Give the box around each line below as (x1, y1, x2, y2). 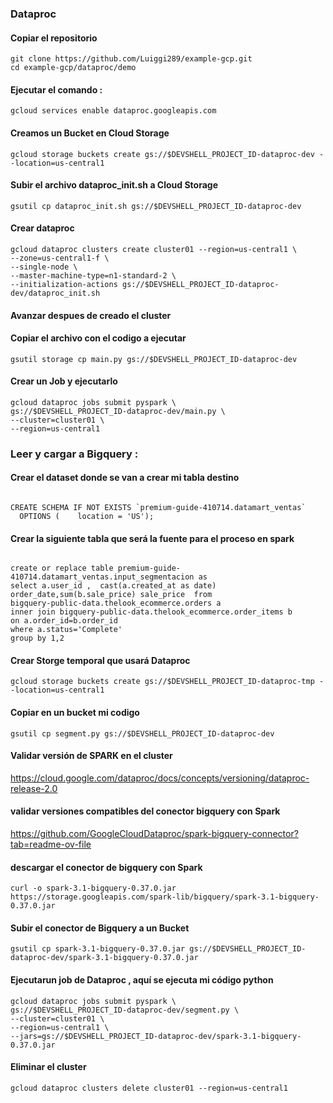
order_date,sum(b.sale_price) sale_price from (10, 590, 213, 600)
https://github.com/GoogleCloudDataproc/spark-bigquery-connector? (10, 828, 299, 840)
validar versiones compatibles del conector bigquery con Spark (10, 805, 281, 817)
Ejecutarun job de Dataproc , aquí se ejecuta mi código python (10, 974, 274, 986)
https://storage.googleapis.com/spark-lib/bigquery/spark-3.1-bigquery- (10, 892, 320, 902)
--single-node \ (10, 262, 78, 272)
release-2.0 (10, 782, 58, 794)
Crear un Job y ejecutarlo (10, 375, 118, 387)
